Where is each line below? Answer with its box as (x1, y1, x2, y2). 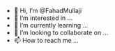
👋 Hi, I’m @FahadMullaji (13, 7, 82, 14)
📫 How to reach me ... (13, 37, 79, 44)
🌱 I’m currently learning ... (13, 21, 89, 29)
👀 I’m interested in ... (13, 14, 73, 22)
